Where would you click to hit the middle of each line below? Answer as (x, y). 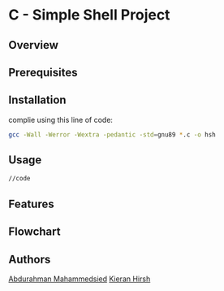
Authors (30, 259)
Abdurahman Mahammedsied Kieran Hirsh (80, 279)
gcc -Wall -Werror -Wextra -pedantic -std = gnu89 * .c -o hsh (112, 135)
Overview (34, 45)
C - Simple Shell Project (89, 15)
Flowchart (34, 232)
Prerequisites (43, 72)
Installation (37, 100)
